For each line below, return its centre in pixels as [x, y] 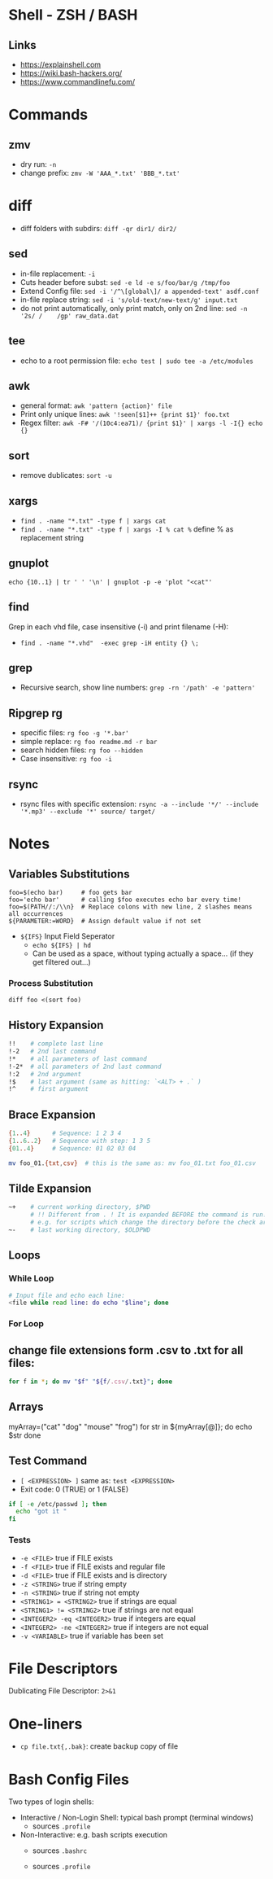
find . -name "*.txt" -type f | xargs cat [93, 521]
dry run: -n [38, 164]
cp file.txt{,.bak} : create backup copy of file [99, 1746]
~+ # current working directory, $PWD [80, 1207]
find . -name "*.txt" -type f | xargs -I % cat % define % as [127, 529]
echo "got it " [41, 1512]
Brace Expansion [52, 1114]
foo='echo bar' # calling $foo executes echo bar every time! [125, 900]
